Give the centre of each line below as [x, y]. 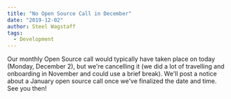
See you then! [27, 89]
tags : [15, 33]
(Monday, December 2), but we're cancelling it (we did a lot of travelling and [116, 66]
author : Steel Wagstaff [42, 26]
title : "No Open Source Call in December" [69, 13]
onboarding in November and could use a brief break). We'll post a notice [112, 74]
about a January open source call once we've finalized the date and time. [112, 81]
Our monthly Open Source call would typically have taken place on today [111, 59]
